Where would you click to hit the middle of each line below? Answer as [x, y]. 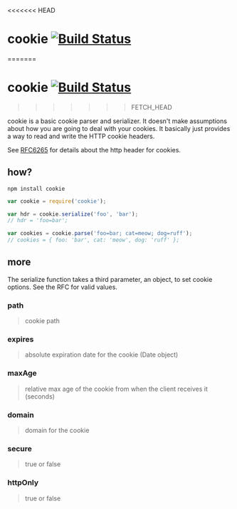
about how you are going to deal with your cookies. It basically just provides [119, 128]
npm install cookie [36, 189]
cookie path [42, 321]
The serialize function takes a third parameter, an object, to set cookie [110, 279]
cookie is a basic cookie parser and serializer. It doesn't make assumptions [117, 121]
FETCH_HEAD [152, 107]
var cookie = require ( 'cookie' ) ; [57, 201]
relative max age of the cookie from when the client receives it [116, 389]
